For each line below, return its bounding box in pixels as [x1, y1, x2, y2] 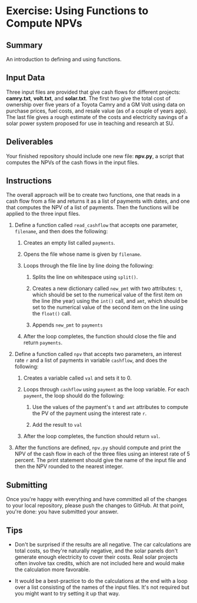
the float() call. [32, 310, 72, 317]
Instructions [6, 176, 52, 186]
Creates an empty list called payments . [23, 239, 116, 246]
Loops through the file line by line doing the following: [23, 262, 154, 269]
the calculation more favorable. [14, 566, 90, 573]
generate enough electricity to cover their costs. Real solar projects [14, 553, 178, 561]
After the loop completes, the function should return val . [23, 433, 161, 440]
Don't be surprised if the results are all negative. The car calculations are [14, 541, 191, 548]
